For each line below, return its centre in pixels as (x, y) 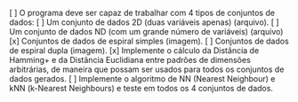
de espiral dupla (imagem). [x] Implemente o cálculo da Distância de (134, 51)
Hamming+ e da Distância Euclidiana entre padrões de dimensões (130, 60)
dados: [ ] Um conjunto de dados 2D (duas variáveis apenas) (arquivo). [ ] (144, 22)
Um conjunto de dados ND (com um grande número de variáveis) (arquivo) (146, 31)
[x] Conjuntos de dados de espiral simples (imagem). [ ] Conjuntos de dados (149, 41)
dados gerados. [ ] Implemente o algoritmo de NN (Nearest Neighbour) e (142, 78)
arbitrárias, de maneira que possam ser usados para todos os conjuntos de (147, 69)
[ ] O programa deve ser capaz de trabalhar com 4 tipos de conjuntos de (142, 13)
